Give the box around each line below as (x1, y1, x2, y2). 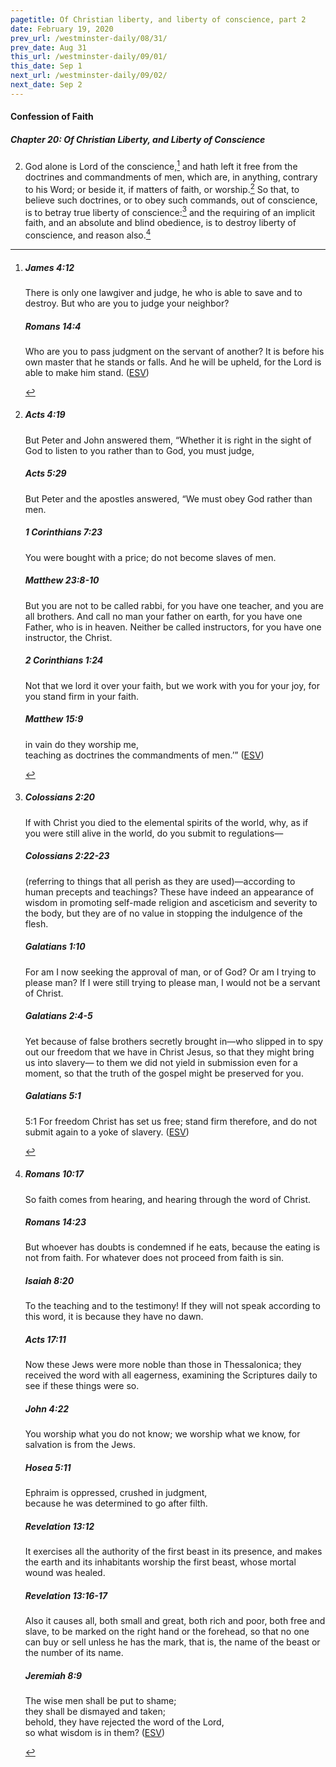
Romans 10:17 (24, 1168, 85, 1180)
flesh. (24, 917, 49, 930)
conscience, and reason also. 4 (24, 227, 152, 241)
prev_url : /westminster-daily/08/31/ (10, 33, 168, 43)
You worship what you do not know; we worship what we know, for (24, 1428, 301, 1440)
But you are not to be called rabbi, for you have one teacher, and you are (24, 599, 324, 611)
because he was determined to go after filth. (24, 1497, 208, 1510)
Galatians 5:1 (24, 1090, 82, 1102)
